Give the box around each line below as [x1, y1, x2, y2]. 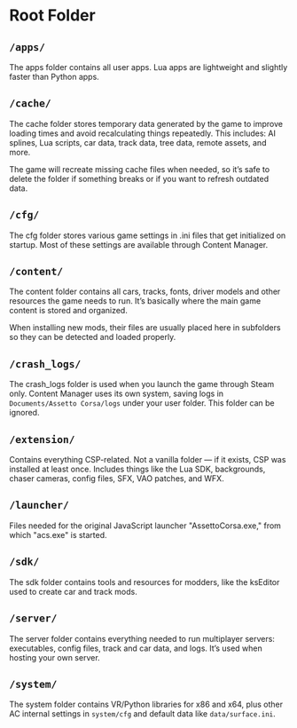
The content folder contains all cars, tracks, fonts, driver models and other [9, 286, 281, 297]
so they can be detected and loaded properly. [9, 332, 176, 343]
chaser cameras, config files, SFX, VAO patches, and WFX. [9, 473, 224, 484]
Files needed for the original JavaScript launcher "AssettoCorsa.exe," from [9, 520, 282, 531]
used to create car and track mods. [9, 586, 137, 597]
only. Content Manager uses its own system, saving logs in [9, 388, 224, 400]
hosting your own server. [9, 652, 100, 662]
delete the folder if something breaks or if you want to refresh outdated [9, 173, 269, 184]
